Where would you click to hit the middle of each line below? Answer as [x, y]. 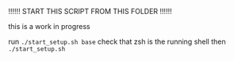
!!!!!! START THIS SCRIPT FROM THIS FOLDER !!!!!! [90, 11]
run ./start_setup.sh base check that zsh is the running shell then [117, 41]
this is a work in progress [49, 26]
